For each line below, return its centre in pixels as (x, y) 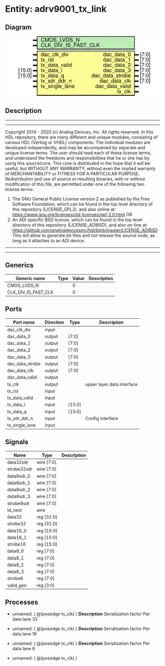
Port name (24, 322)
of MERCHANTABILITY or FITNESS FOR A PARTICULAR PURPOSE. (72, 173)
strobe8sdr (18, 503)
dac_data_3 (19, 357)
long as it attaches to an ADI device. (49, 240)
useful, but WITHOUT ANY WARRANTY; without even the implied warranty (81, 168)
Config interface (102, 418)
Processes (22, 602)
